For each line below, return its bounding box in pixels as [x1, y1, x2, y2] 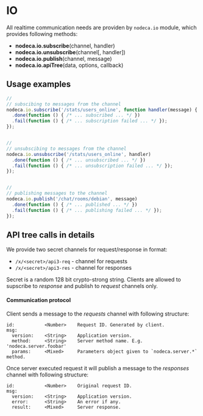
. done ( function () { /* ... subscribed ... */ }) [12, 112, 140, 119]
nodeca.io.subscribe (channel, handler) [15, 42, 115, 49]
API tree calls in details [6, 230, 95, 240]
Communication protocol [6, 296, 71, 303]
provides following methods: [6, 30, 78, 37]
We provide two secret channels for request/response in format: [6, 246, 168, 253]
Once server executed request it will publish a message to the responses [6, 364, 190, 372]
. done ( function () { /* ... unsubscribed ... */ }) [12, 157, 146, 163]
